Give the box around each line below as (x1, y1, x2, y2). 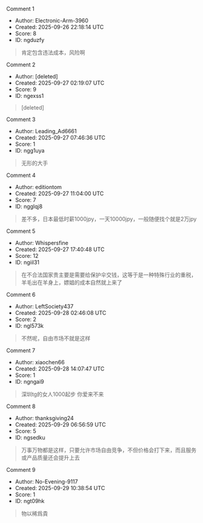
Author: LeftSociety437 (15, 303, 74, 310)
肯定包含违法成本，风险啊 (21, 49, 85, 56)
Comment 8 (6, 403, 36, 410)
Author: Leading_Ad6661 (15, 128, 77, 134)
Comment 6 (6, 291, 36, 298)
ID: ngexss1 (15, 92, 44, 99)
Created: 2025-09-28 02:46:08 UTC (15, 310, 107, 316)
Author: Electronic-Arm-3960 (15, 17, 89, 24)
